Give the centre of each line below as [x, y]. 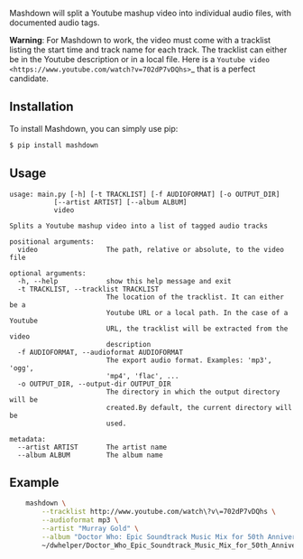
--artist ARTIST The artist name [92, 447]
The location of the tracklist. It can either [195, 297]
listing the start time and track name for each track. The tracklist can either [148, 50]
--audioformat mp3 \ [80, 520]
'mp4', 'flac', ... [142, 376]
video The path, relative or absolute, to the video [151, 249]
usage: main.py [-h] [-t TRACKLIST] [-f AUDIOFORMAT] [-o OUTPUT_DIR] [145, 194]
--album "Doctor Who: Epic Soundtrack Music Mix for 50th [153, 536]
